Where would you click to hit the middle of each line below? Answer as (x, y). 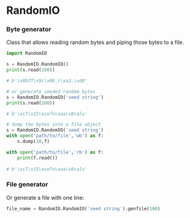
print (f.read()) (38, 158)
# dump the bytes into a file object (54, 125)
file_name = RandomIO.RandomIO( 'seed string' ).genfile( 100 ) (84, 208)
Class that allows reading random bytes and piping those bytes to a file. (95, 42)
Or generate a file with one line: (45, 198)
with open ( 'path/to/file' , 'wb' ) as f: (55, 136)
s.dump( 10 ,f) (33, 142)
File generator (27, 184)
